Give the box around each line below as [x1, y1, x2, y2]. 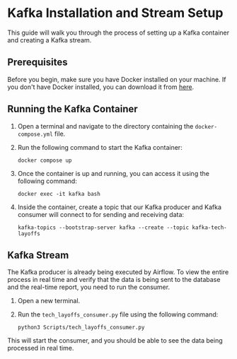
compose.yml [17, 131, 53, 138]
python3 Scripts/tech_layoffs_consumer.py [17, 324, 145, 331]
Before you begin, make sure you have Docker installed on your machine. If [7, 75, 226, 83]
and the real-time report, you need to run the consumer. [7, 283, 170, 291]
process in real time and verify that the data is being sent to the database [7, 276, 221, 284]
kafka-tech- [192, 224, 228, 231]
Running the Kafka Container [7, 103, 138, 115]
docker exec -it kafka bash [17, 190, 100, 197]
